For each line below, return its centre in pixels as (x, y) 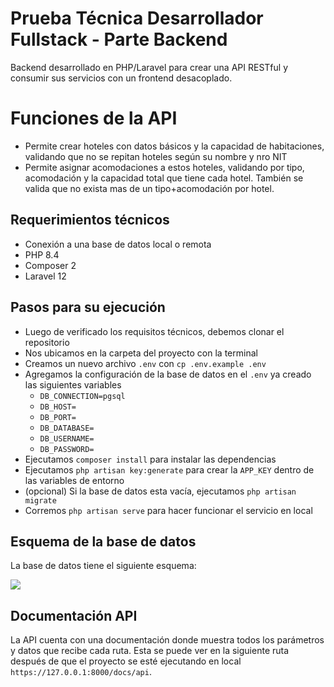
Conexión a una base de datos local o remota (118, 244)
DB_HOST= (58, 407)
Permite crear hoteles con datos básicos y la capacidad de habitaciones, (174, 146)
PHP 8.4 (42, 254)
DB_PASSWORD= (67, 449)
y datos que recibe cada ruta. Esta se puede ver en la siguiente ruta (150, 651)
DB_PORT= (58, 417)
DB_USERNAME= (67, 438)
